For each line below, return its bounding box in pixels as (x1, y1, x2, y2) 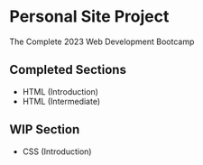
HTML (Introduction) (22, 86, 99, 96)
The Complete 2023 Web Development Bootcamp (9, 36, 195, 47)
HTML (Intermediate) (22, 96, 101, 106)
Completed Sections (9, 62, 126, 78)
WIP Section (9, 122, 80, 137)
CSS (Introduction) (22, 146, 92, 157)
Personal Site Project (9, 6, 170, 27)
